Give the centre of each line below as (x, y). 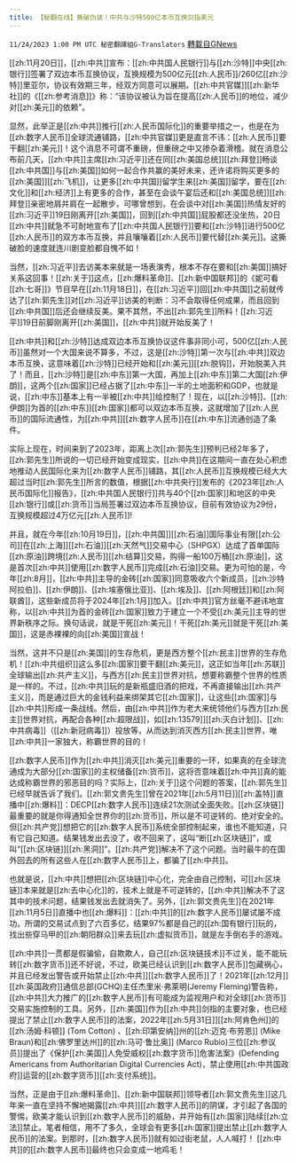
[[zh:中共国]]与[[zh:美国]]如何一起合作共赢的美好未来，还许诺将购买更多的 (144, 170)
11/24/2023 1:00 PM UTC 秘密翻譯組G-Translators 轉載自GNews (123, 43)
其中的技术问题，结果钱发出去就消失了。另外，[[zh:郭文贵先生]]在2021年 (142, 900)
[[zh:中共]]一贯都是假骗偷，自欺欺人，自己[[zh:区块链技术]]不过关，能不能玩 (148, 953)
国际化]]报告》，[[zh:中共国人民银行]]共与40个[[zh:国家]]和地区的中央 (150, 492)
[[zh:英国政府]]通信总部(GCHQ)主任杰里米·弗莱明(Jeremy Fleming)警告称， (146, 986)
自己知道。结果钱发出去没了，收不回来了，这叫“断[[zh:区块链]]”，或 (148, 837)
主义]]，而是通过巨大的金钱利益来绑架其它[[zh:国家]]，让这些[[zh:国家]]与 (143, 696)
